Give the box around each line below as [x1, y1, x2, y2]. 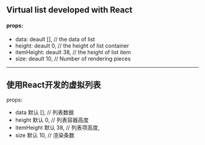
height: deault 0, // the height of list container [15, 42, 129, 49]
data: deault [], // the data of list [15, 35, 96, 43]
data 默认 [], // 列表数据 [15, 109, 74, 116]
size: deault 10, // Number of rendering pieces [15, 55, 131, 62]
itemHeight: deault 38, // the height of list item [15, 48, 131, 55]
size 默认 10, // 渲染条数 [15, 132, 75, 139]
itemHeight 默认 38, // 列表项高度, [15, 124, 100, 132]
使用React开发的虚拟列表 [6, 79, 101, 90]
